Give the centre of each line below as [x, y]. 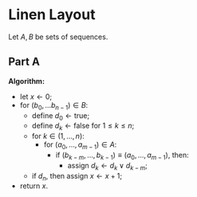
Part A [24, 62]
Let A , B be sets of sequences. [58, 37]
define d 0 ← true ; [61, 116]
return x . [34, 186]
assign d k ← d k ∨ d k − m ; [107, 166]
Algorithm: [27, 81]
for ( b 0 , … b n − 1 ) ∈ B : [54, 106]
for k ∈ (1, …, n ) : [58, 136]
